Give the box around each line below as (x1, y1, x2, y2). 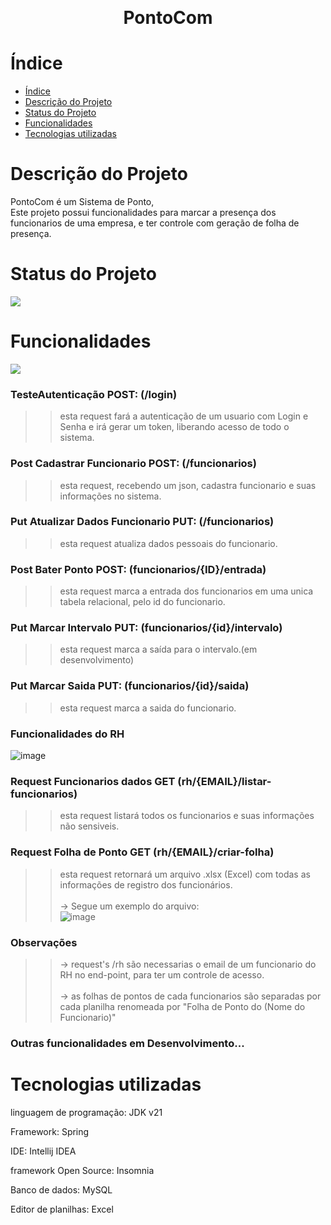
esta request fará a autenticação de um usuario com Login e (59, 410, 309, 422)
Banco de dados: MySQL (10, 1183, 113, 1196)
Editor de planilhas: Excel (10, 1203, 114, 1215)
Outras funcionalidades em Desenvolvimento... (10, 1036, 245, 1050)
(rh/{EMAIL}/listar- (177, 774, 272, 788)
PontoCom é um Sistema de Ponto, (10, 196, 155, 208)
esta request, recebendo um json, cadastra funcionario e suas (59, 479, 317, 491)
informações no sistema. (59, 490, 162, 502)
